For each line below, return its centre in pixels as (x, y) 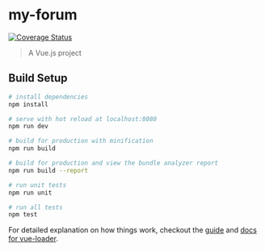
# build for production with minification (81, 141)
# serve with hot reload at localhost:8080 (83, 119)
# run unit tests (38, 185)
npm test (23, 215)
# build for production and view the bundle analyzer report (114, 163)
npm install (28, 104)
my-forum (43, 15)
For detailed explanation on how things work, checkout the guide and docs (132, 230)
